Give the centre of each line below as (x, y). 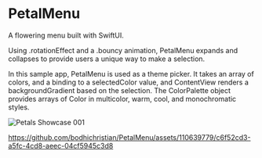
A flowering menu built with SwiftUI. (66, 35)
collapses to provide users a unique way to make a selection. (107, 59)
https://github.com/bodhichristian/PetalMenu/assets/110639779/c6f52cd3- (129, 137)
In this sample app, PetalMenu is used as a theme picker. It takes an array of (131, 74)
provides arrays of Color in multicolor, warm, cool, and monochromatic (122, 99)
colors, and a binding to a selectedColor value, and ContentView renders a (129, 82)
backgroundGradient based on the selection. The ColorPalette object (120, 90)
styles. (19, 107)
